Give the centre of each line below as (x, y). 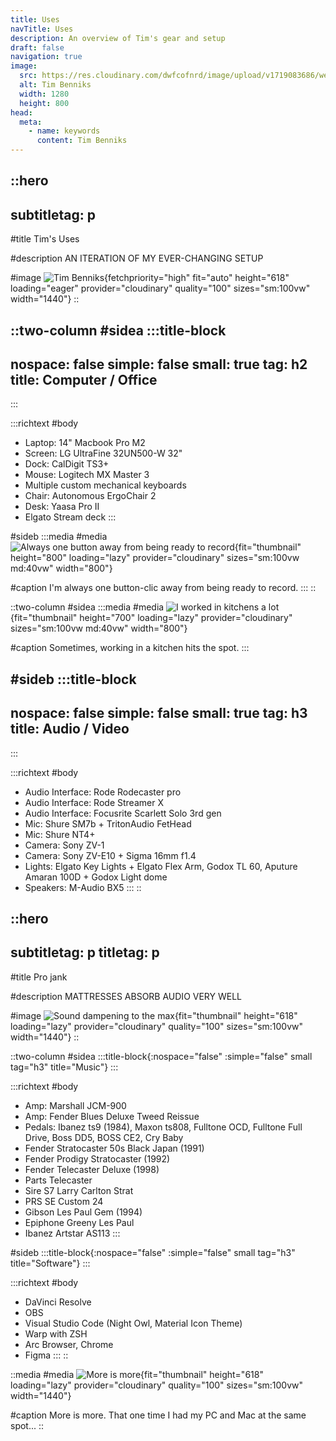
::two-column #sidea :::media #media (87, 607)
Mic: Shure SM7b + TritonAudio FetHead (108, 823)
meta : (31, 122)
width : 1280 (44, 94)
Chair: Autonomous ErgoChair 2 (90, 496)
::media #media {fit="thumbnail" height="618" (137, 1374)
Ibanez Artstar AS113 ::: (72, 1233)
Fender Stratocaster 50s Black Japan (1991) (114, 1148)
